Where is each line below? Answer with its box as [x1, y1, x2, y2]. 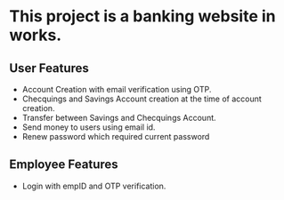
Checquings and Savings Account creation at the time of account [21, 93, 263, 104]
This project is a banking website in [9, 6, 276, 27]
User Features [9, 60, 89, 76]
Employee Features [9, 157, 118, 172]
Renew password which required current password [21, 132, 210, 141]
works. [9, 25, 62, 45]
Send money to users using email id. [21, 122, 156, 132]
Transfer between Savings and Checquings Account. [21, 113, 216, 123]
